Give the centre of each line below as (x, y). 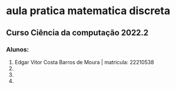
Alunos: (18, 50)
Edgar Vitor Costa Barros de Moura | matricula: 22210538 (84, 62)
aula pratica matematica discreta (88, 11)
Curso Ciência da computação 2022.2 (77, 33)
